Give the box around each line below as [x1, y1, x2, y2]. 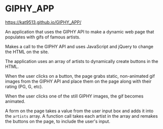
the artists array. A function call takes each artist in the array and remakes [5, 113, 158, 119]
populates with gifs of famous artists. [5, 34, 80, 40]
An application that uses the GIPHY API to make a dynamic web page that [5, 29, 154, 34]
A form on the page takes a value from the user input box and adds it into [5, 108, 154, 114]
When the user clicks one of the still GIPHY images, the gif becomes [5, 93, 144, 99]
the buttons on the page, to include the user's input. [5, 118, 111, 124]
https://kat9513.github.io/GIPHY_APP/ [5, 19, 82, 25]
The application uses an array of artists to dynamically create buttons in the [5, 58, 159, 64]
